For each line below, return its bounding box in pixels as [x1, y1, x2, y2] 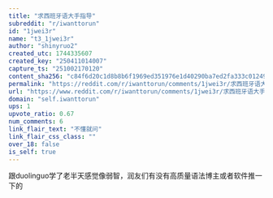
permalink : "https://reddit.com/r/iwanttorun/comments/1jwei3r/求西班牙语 [8, 80, 262, 88]
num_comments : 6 [8, 118, 63, 126]
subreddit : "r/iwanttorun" [8, 19, 100, 28]
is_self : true [8, 148, 57, 156]
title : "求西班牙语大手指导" [8, 11, 96, 20]
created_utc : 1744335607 [8, 49, 93, 58]
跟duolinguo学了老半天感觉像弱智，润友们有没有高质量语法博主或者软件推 [8, 171, 256, 181]
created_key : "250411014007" [8, 58, 107, 66]
